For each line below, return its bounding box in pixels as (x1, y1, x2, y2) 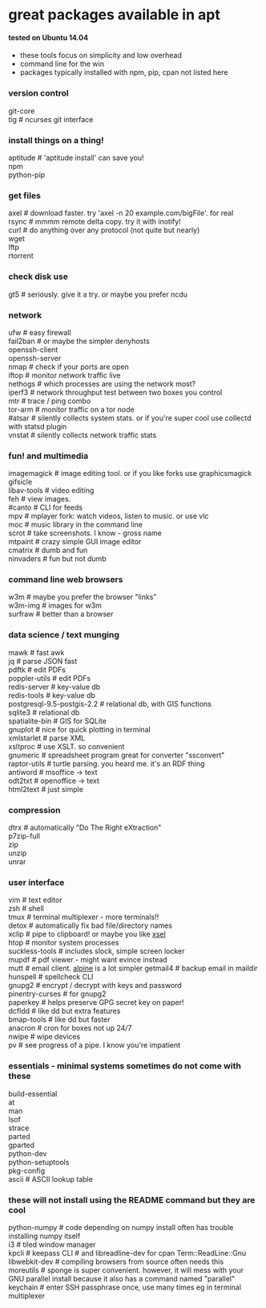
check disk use (8, 271, 68, 282)
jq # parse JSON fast (8, 656, 78, 666)
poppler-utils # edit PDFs (8, 673, 91, 683)
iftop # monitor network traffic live (8, 370, 121, 379)
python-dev (8, 1148, 47, 1158)
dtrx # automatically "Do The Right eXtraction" (8, 822, 162, 833)
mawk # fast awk (8, 647, 65, 657)
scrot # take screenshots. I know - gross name (8, 528, 162, 538)
